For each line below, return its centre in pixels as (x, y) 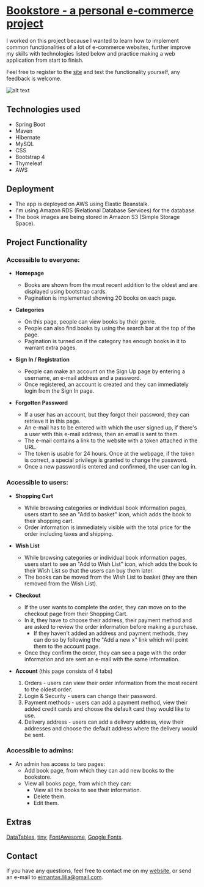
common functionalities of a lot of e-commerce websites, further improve (99, 47)
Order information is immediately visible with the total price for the (107, 527)
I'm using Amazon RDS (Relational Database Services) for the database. (106, 210)
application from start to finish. (45, 60)
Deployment (30, 189)
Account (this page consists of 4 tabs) (64, 671)
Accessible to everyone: (43, 259)
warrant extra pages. (51, 348)
